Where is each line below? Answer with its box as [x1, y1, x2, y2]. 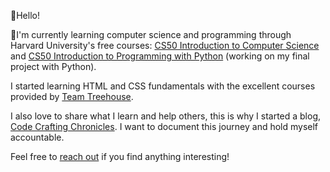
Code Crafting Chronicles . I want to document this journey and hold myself [10, 121, 319, 132]
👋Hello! [10, 10, 40, 21]
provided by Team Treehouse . [10, 91, 134, 102]
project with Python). [10, 61, 97, 72]
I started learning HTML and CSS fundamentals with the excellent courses [10, 80, 316, 92]
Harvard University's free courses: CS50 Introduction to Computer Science [10, 40, 320, 51]
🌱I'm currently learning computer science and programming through [10, 29, 292, 40]
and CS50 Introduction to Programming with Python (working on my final [10, 50, 310, 62]
